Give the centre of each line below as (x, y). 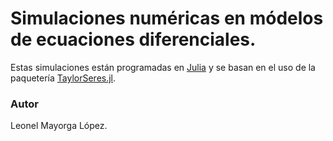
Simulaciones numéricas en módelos (167, 18)
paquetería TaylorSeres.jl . (63, 78)
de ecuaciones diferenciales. (133, 39)
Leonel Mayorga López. (59, 126)
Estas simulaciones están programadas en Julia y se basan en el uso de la (163, 67)
